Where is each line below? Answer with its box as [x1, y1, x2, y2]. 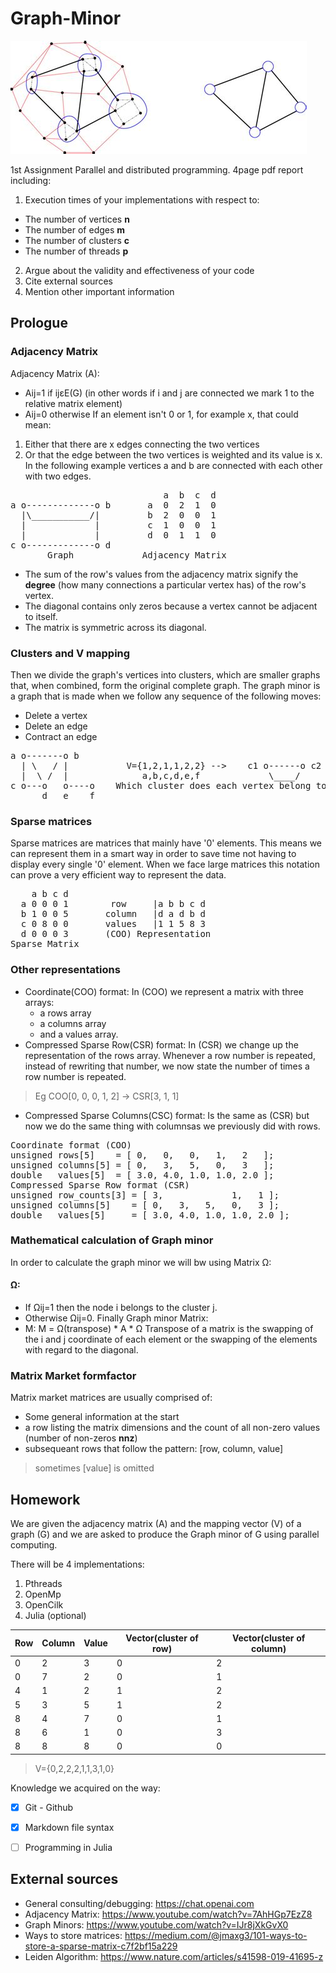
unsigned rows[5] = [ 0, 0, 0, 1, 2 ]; [10, 1149, 275, 1161]
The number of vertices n [24, 213, 130, 225]
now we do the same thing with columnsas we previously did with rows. [24, 1120, 321, 1132]
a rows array [39, 1007, 92, 1019]
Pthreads [24, 1578, 63, 1590]
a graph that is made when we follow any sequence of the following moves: [10, 690, 322, 702]
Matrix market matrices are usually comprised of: [10, 1392, 213, 1404]
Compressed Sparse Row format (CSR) [10, 1179, 190, 1191]
